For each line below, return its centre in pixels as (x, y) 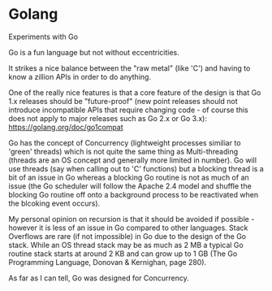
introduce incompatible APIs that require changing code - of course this (129, 110)
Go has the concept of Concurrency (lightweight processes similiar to (125, 142)
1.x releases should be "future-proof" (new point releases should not (123, 101)
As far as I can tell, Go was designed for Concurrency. (99, 278)
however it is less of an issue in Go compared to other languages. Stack (128, 228)
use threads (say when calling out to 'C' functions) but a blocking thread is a (136, 168)
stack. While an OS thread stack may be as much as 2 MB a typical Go (126, 245)
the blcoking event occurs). (54, 203)
